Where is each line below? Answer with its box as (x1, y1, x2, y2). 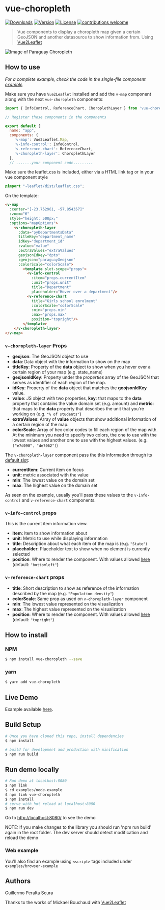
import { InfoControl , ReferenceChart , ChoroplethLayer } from (5, 105, 137, 111)
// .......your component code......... (9, 160, 93, 165)
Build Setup (5, 720, 41, 729)
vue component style (5, 174, 48, 180)
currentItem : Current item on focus (12, 467, 84, 472)
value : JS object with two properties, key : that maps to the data (12, 395, 142, 401)
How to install (5, 631, 48, 639)
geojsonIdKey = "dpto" (18, 252, 60, 258)
